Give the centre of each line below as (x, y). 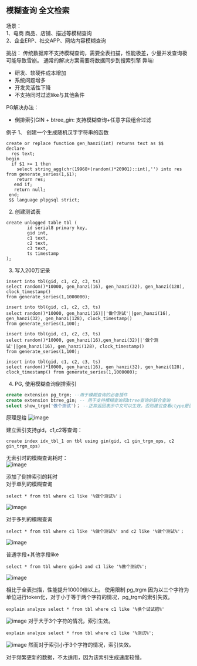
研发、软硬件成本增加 (40, 73)
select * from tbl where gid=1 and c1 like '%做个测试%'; (77, 567)
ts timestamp (43, 253)
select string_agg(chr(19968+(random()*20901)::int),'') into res (99, 169)
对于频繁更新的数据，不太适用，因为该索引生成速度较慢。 (75, 657)
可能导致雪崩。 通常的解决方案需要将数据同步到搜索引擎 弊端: (80, 60)
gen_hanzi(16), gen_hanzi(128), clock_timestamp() (81, 346)
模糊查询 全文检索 (38, 11)
